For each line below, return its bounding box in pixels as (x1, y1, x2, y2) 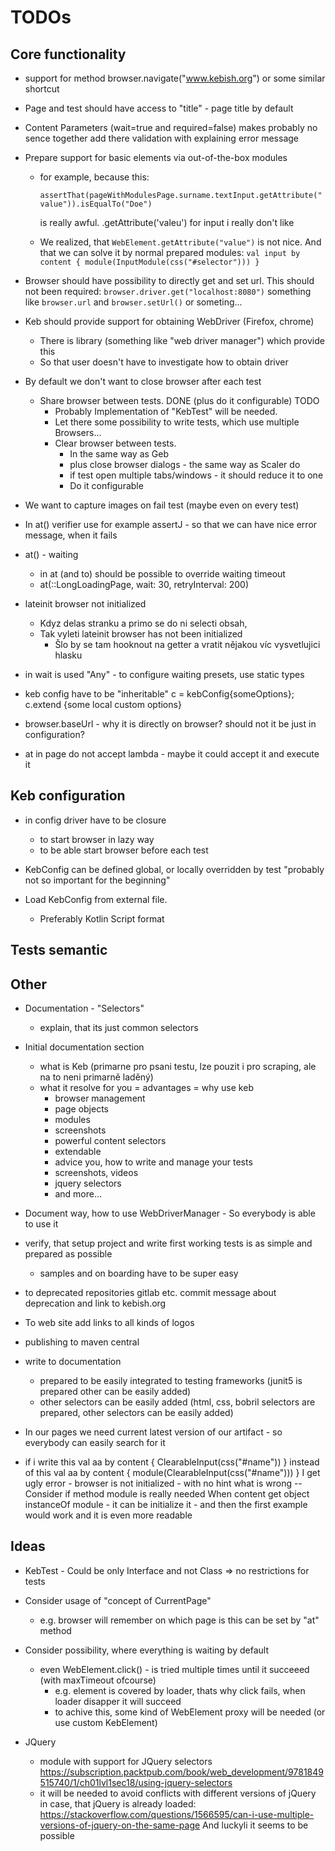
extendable (54, 1146, 102, 1158)
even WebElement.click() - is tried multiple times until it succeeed (39, 1663, 310, 1675)
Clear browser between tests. (54, 437, 177, 449)
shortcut (24, 83, 60, 95)
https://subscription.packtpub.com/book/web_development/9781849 (39, 1766, 324, 1778)
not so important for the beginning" (24, 874, 171, 886)
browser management (54, 1092, 146, 1105)
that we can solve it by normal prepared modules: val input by (39, 247, 301, 258)
